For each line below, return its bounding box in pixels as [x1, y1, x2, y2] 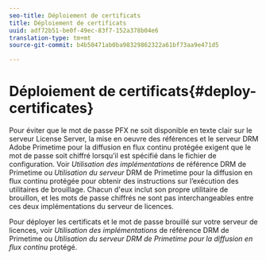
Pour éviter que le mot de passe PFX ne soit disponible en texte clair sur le [9, 126, 253, 135]
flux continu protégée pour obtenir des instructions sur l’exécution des [9, 177, 239, 186]
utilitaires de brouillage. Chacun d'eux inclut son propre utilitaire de [9, 184, 229, 195]
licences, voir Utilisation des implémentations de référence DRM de [9, 226, 229, 235]
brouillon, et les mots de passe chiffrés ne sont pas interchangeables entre [9, 193, 254, 203]
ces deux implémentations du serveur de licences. [9, 202, 174, 211]
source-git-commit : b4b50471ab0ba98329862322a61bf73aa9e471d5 [9, 41, 219, 49]
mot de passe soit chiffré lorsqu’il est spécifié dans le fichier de [9, 151, 217, 161]
